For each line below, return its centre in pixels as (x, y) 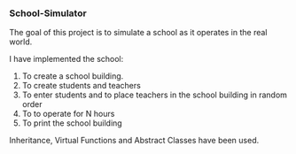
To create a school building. (73, 76)
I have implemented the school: (66, 59)
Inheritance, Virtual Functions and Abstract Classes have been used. (134, 141)
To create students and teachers (82, 86)
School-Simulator (48, 13)
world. (21, 42)
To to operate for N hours (68, 114)
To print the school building (72, 123)
